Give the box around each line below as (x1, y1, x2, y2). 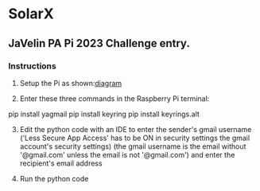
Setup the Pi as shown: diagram (19, 78, 122, 88)
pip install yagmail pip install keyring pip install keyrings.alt (8, 109, 200, 119)
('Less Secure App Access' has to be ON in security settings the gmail (19, 133, 250, 142)
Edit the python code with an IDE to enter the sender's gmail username (19, 124, 252, 134)
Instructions (8, 60, 57, 72)
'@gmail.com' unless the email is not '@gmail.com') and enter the (19, 150, 235, 159)
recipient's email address (19, 158, 103, 168)
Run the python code (19, 173, 89, 183)
